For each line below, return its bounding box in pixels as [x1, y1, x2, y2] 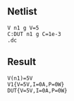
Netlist [7, 6, 37, 18]
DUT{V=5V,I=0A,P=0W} [7, 87, 68, 94]
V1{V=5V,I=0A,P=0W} [7, 81, 65, 88]
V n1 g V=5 [7, 24, 39, 31]
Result [7, 56, 37, 68]
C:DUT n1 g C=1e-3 [7, 30, 61, 37]
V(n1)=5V [7, 74, 33, 82]
